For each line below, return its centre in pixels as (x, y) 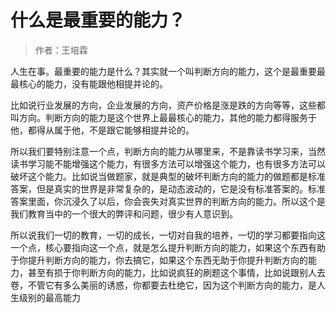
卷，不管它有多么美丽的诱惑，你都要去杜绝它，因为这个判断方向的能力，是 (163, 285)
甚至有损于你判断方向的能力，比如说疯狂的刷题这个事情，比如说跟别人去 (176, 272)
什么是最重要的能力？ (98, 20)
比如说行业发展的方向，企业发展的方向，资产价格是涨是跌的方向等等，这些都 (168, 105)
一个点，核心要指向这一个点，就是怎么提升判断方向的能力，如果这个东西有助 (168, 247)
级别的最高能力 (49, 297)
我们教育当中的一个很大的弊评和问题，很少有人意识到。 (124, 213)
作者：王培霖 (61, 50)
